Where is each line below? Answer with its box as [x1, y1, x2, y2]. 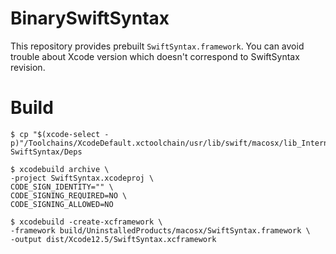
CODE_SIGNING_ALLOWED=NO [10, 199, 114, 209]
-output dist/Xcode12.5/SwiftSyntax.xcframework [10, 234, 217, 244]
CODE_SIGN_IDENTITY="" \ [10, 182, 114, 192]
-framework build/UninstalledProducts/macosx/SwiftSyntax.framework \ [10, 225, 311, 236]
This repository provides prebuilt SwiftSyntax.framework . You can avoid [10, 40, 305, 52]
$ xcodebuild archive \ [10, 164, 110, 174]
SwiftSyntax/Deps [10, 147, 83, 157]
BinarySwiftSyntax [10, 7, 170, 30]
